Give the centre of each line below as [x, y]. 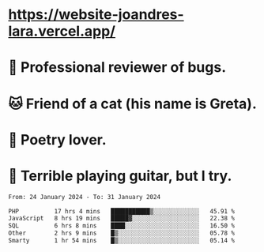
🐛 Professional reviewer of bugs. [117, 68]
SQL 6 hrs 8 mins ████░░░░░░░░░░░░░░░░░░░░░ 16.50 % [122, 226]
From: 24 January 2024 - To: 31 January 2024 [84, 197]
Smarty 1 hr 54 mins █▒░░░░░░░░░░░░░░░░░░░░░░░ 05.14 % [122, 241]
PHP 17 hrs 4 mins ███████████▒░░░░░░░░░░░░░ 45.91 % [122, 211]
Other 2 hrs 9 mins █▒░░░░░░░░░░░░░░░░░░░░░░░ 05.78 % [122, 233]
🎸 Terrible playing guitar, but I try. [120, 176]
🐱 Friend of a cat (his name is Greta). [132, 103]
